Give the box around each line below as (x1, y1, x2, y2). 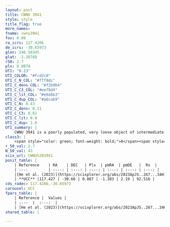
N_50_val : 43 (5, 149, 33, 154)
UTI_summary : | (5, 125, 37, 130)
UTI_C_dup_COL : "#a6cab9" (5, 97, 60, 102)
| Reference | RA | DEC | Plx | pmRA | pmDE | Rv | (14, 162, 157, 167)
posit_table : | (5, 158, 37, 163)
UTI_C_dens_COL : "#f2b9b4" (5, 82, 62, 87)
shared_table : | (5, 209, 39, 215)
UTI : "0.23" (5, 69, 30, 74)
